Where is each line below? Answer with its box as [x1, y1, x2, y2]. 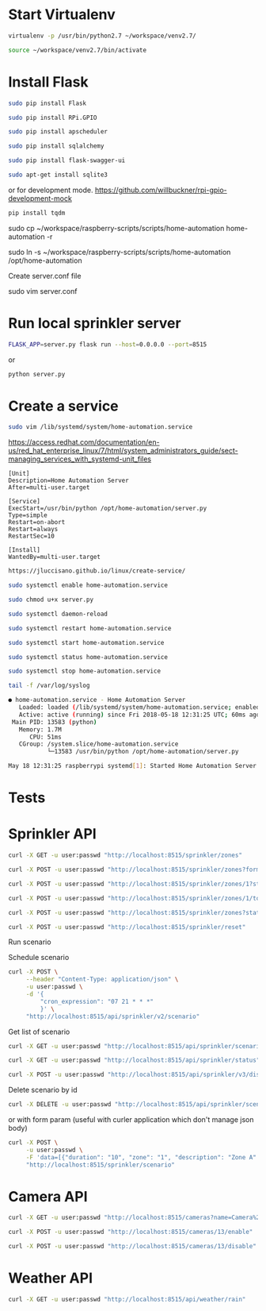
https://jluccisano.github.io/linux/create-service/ [8, 567, 186, 575]
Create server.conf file [8, 271, 82, 280]
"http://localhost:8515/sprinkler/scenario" [25, 1161, 176, 1169]
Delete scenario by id [8, 1085, 78, 1095]
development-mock [8, 193, 73, 203]
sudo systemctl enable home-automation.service [8, 581, 169, 589]
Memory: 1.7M [18, 725, 62, 734]
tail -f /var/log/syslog [8, 681, 90, 690]
